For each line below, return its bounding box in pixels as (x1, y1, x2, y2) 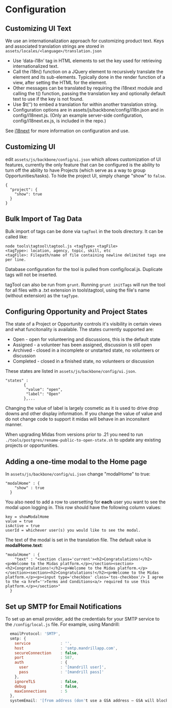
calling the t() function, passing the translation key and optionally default (12, 90, 166, 96)
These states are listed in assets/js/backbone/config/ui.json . (5, 368, 137, 374)
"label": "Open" (26, 392, 60, 397)
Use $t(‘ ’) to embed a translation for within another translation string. (12, 101, 158, 107)
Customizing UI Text (5, 24, 72, 33)
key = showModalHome (5, 514, 50, 520)
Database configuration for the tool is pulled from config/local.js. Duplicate (5, 266, 163, 272)
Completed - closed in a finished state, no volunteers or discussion (12, 358, 155, 365)
